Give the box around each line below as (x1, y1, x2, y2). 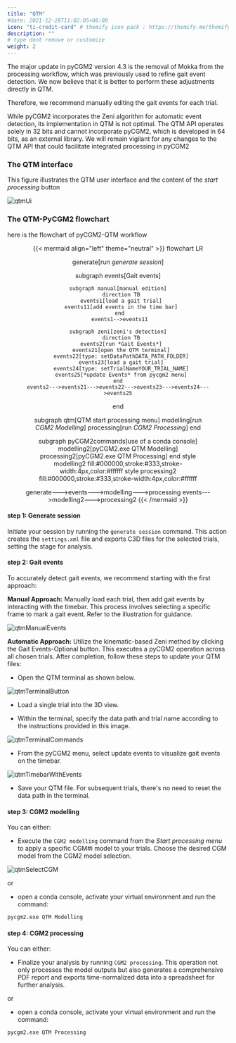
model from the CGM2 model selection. (17, 851, 132, 860)
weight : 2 (7, 43, 37, 50)
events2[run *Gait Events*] (80, 340, 163, 347)
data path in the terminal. (17, 792, 90, 799)
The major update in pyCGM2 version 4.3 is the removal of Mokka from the (7, 63, 224, 70)
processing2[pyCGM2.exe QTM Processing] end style (39, 451, 197, 460)
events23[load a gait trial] (78, 358, 164, 366)
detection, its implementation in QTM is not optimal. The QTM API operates (7, 120, 224, 127)
